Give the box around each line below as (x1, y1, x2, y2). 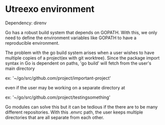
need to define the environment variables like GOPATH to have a (5, 35, 137, 41)
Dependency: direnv (5, 20, 47, 26)
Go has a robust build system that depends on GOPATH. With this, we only (5, 29, 158, 35)
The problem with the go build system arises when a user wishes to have (5, 50, 155, 56)
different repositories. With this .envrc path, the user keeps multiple (5, 109, 143, 115)
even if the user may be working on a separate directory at (5, 84, 125, 90)
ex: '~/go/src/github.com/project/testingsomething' (5, 94, 111, 100)
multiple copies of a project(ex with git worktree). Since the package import (5, 55, 160, 61)
